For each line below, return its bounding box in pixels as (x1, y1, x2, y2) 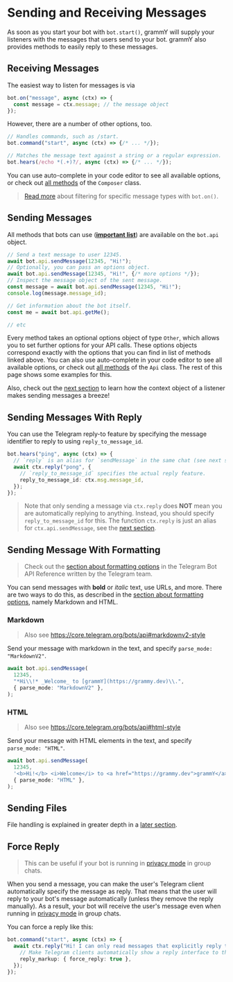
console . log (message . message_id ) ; (7, 290, 107, 297)
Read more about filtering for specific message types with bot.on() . (24, 192, 218, 200)
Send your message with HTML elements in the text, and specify (7, 737, 192, 745)
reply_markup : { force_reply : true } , (19, 955, 132, 963)
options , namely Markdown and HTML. (7, 598, 119, 606)
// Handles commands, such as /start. (7, 133, 119, 140)
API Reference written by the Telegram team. (24, 570, 153, 578)
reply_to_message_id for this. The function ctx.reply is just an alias (24, 516, 217, 525)
